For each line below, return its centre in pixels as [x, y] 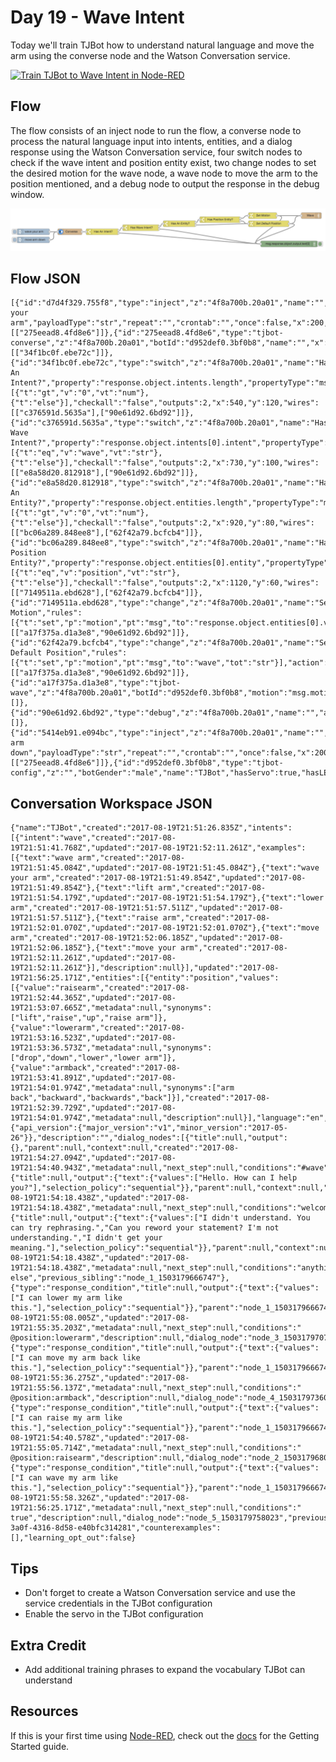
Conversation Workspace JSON [111, 803]
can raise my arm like [75, 1418]
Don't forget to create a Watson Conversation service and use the [160, 1593]
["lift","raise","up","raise [71, 1018]
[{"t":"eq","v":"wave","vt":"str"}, [86, 453]
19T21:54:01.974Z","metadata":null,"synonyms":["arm [122, 1088]
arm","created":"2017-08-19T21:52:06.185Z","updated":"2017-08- [147, 938]
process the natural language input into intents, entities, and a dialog [151, 141]
